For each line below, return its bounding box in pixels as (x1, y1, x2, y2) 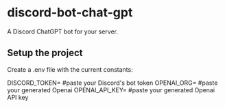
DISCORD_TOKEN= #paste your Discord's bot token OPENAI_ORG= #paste (7, 79, 218, 87)
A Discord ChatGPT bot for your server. (7, 27, 119, 36)
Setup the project (7, 47, 83, 59)
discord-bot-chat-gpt (7, 5, 133, 21)
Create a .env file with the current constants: (7, 65, 133, 73)
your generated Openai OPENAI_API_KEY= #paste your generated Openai (7, 85, 215, 94)
